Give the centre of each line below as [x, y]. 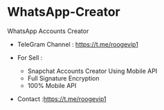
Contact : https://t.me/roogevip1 [62, 99]
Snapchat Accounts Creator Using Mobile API [92, 71]
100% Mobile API [52, 85]
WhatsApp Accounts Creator [48, 31]
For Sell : [30, 57]
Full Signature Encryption [63, 78]
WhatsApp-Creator [64, 12]
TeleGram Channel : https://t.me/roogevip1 [78, 44]
